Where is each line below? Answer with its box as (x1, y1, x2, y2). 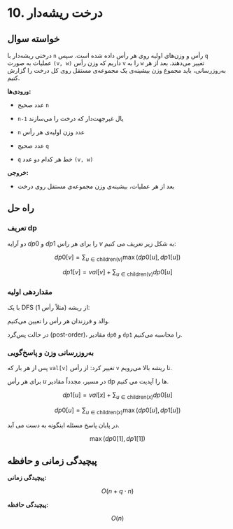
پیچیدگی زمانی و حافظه (7, 455, 97, 467)
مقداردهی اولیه (7, 287, 52, 297)
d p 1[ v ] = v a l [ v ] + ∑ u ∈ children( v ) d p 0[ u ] (62, 268, 173, 278)
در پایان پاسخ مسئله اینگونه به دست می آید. (7, 421, 120, 430)
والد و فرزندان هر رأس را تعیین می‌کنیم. (7, 316, 111, 325)
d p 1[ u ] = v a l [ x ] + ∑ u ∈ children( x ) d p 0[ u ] (62, 390, 173, 400)
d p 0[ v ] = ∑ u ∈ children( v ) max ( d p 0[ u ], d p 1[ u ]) (54, 253, 181, 263)
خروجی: (7, 169, 29, 176)
